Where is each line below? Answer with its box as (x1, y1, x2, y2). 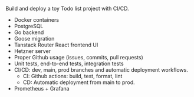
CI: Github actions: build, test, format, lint (22, 73, 123, 79)
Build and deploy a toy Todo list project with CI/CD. (5, 5, 129, 12)
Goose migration (14, 35, 55, 42)
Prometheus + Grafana (14, 85, 70, 92)
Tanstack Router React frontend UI (14, 41, 98, 48)
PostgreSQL (14, 23, 44, 29)
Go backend (14, 29, 44, 36)
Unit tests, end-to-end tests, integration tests (14, 60, 124, 67)
